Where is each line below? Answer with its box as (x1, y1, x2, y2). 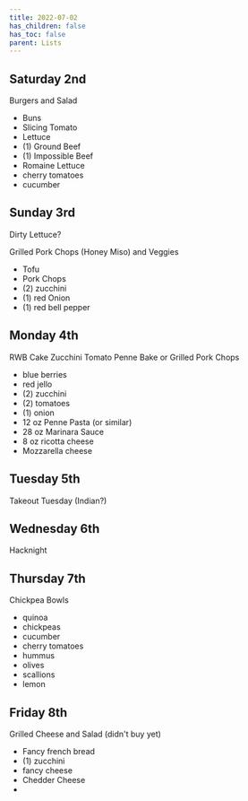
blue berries (21, 369, 67, 379)
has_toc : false (9, 30, 66, 39)
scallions (21, 669, 56, 680)
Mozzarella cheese (21, 445, 92, 456)
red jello (21, 379, 53, 389)
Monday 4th (9, 328, 79, 344)
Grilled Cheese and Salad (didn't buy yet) (9, 728, 161, 739)
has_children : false (9, 22, 87, 30)
